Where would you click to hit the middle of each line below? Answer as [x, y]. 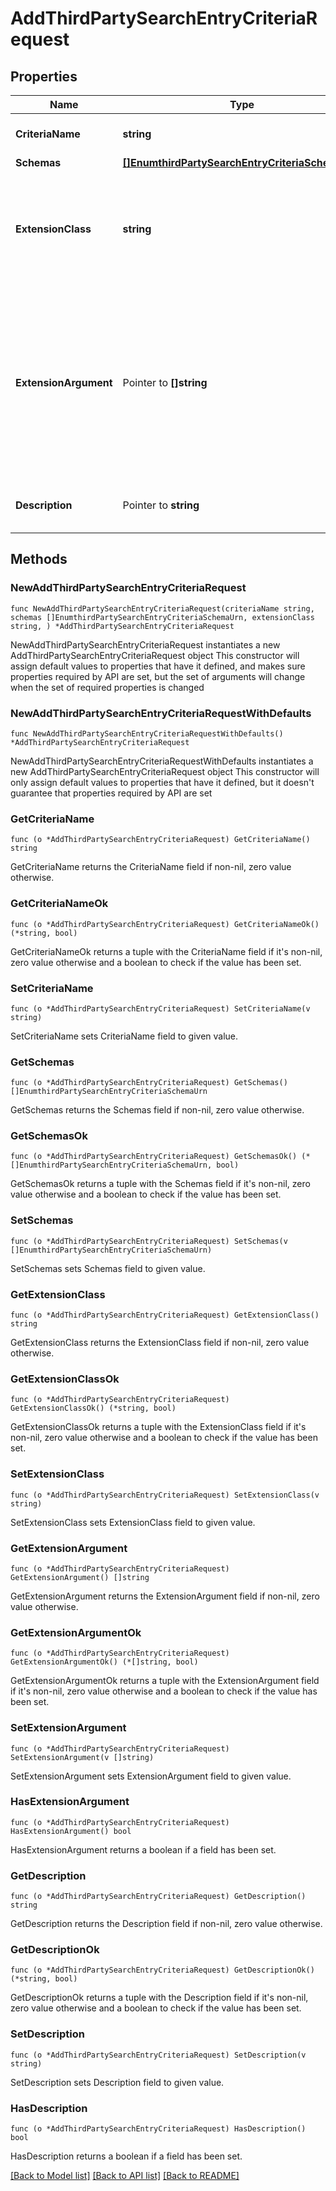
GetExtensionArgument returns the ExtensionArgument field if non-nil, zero [165, 1596]
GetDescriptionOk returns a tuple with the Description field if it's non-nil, [159, 1998]
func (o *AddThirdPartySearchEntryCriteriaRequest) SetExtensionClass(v [165, 1495]
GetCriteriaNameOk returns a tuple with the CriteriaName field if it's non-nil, [166, 951]
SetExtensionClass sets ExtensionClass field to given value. [133, 1522]
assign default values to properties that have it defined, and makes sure [158, 666]
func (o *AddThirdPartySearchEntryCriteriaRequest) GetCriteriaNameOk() [165, 924]
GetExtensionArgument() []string [80, 1577]
